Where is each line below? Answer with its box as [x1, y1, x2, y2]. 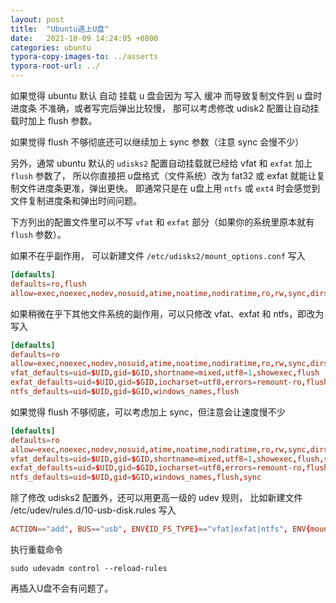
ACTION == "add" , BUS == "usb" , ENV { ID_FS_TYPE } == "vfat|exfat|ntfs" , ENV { [10, 524, 311, 535]
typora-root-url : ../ [10, 61, 101, 71]
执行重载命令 [10, 544, 63, 555]
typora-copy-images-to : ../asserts [10, 52, 159, 62]
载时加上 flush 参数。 [10, 115, 98, 126]
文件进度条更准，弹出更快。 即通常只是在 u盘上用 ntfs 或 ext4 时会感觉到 [18, 182, 321, 194]
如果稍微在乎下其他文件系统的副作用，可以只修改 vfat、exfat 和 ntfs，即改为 [10, 307, 325, 320]
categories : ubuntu [10, 42, 92, 53]
